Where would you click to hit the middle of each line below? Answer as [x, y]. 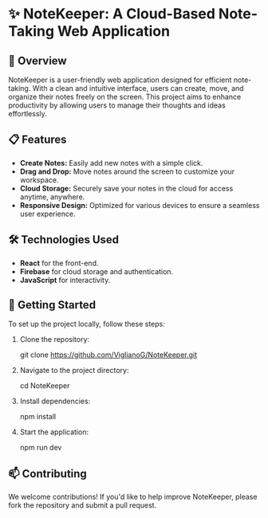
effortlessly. [28, 114]
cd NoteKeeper [45, 386]
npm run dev [41, 448]
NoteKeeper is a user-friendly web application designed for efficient [120, 80]
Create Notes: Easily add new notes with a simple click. [111, 163]
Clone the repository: [55, 339]
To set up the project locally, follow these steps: [87, 324]
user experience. [47, 214]
